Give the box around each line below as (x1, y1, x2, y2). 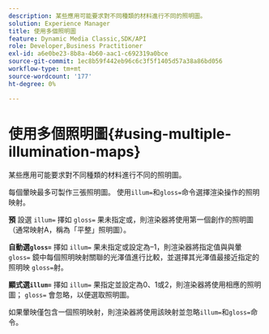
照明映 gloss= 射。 (8, 262, 68, 272)
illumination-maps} (8, 142, 141, 161)
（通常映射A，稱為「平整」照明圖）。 (8, 225, 131, 235)
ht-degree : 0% (8, 80, 57, 88)
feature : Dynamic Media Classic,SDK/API (8, 34, 147, 43)
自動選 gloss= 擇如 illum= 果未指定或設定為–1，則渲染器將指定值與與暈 (8, 242, 242, 252)
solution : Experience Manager (8, 20, 111, 28)
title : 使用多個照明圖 (8, 27, 77, 35)
